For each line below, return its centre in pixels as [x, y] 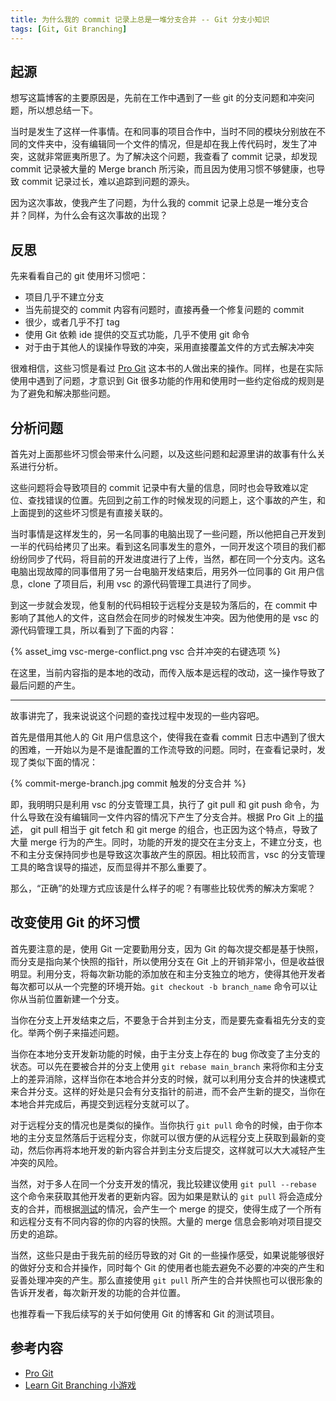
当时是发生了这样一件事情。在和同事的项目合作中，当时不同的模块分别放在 [163, 132]
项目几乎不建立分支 [64, 297]
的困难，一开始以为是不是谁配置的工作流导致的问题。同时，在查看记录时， [163, 749]
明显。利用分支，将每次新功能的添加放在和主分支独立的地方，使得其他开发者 [168, 973]
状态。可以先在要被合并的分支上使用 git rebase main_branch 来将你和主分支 [167, 1066]
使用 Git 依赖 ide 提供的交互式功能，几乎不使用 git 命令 [137, 335]
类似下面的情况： [62, 762]
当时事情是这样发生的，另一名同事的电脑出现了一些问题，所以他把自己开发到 [168, 533]
